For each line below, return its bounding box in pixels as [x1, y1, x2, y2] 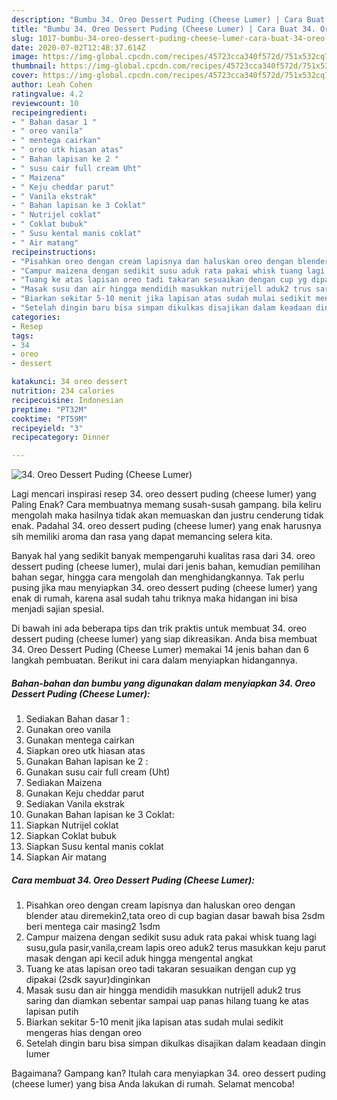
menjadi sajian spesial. [11, 603, 105, 615]
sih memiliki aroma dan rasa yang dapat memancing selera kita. [11, 531, 273, 543]
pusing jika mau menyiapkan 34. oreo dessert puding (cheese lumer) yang [11, 582, 318, 594]
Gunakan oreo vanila [25, 724, 111, 736]
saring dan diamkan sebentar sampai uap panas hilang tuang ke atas [25, 995, 309, 1007]
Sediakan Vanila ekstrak [25, 798, 125, 810]
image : [11, 52, 39, 62]
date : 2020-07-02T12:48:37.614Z [11, 42, 146, 53]
